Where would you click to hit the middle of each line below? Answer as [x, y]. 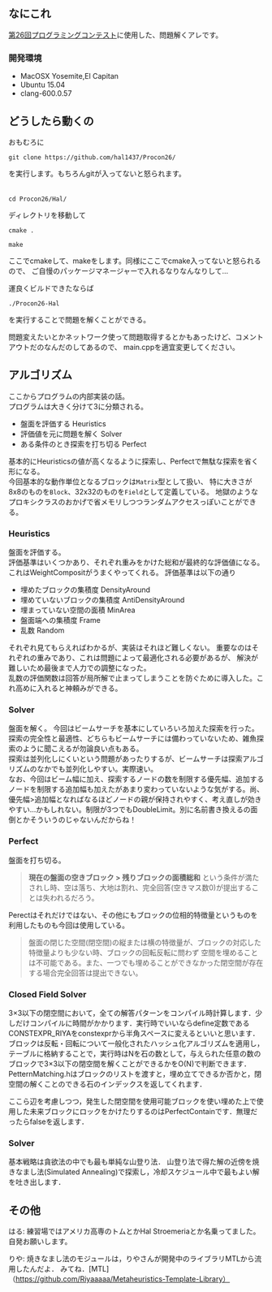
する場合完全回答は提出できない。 [85, 973]
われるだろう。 [74, 897]
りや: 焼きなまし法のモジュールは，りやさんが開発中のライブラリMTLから [132, 1259]
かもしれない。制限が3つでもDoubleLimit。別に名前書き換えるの [143, 810]
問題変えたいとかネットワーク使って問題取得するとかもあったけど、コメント [136, 337]
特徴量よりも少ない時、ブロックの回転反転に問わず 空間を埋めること [143, 953]
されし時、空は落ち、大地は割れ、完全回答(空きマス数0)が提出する [140, 888]
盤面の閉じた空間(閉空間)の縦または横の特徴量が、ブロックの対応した [145, 942]
